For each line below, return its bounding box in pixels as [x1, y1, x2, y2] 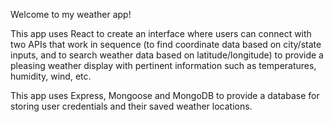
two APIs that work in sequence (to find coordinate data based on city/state [10, 39, 322, 50]
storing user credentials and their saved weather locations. [10, 100, 253, 112]
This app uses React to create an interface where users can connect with [10, 28, 312, 39]
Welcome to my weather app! [10, 9, 132, 20]
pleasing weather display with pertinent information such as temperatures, [10, 60, 317, 71]
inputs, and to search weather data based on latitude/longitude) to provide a [10, 49, 324, 61]
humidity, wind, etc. [10, 70, 92, 82]
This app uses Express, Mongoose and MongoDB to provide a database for [10, 90, 320, 101]
